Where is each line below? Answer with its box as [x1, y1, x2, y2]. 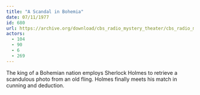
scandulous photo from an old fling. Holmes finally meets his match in [6, 75, 177, 83]
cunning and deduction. [6, 81, 64, 89]
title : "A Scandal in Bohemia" [6, 8, 84, 15]
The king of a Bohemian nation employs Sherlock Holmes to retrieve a [6, 69, 177, 76]
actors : [6, 31, 26, 37]
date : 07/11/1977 [6, 14, 49, 20]
